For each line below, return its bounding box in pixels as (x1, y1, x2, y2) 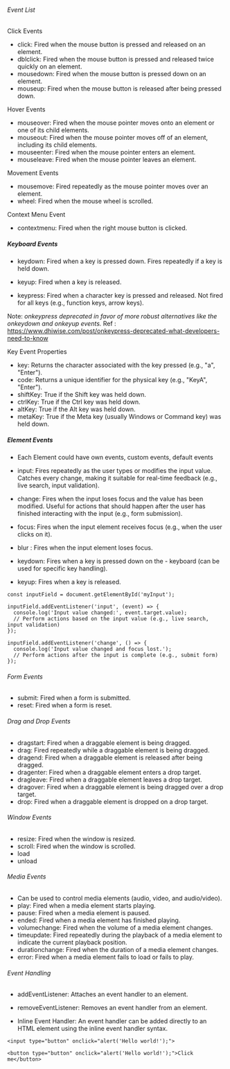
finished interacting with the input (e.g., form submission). (17, 510, 183, 518)
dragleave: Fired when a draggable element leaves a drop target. (17, 775, 202, 784)
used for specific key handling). (17, 564, 108, 573)
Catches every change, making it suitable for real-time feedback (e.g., (17, 474, 218, 483)
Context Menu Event (7, 210, 66, 219)
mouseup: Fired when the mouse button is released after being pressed (17, 84, 222, 93)
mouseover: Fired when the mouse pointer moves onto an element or (17, 118, 215, 127)
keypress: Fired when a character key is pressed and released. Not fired (17, 291, 224, 300)
